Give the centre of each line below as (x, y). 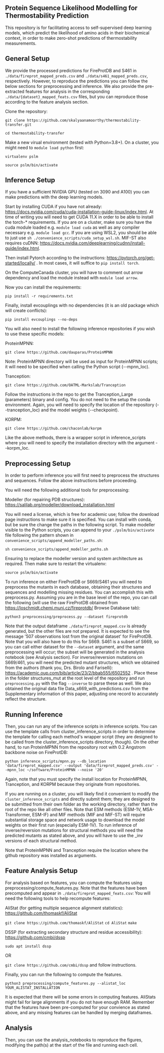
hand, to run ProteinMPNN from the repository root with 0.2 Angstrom (75, 747)
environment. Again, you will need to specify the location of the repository (80, 405)
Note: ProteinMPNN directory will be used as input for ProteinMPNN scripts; (82, 362)
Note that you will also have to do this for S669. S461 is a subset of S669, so (82, 642)
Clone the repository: (26, 111)
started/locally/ (20, 263)
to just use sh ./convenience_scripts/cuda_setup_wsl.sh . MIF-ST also (76, 238)
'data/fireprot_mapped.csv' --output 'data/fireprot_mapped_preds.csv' (80, 766)
